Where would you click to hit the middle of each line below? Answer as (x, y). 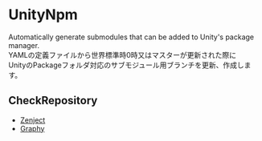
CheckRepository (53, 101)
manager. (24, 45)
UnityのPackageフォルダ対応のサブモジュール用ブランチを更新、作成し (126, 65)
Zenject (33, 120)
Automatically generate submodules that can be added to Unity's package (131, 37)
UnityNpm (43, 15)
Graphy (32, 128)
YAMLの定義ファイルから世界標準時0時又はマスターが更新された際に (123, 54)
